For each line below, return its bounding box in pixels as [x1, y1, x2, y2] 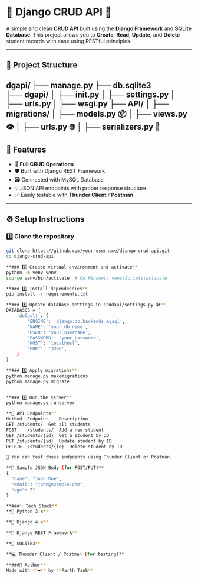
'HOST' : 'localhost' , [27, 340, 81, 347]
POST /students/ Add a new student [6, 427, 104, 433]
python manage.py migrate [6, 379, 70, 384]
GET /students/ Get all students [6, 422, 91, 428]
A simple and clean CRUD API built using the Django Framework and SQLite [6, 25, 192, 32]
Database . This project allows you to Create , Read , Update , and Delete [6, 31, 180, 38]
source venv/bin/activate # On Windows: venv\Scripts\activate [6, 275, 167, 281]
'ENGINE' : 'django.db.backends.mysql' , [27, 318, 126, 324]
